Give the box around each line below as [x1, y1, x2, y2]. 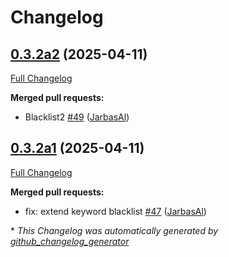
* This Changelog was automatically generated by [10, 224, 219, 236]
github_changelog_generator [10, 235, 130, 247]
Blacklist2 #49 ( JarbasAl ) [24, 111, 130, 123]
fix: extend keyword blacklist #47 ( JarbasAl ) [24, 205, 207, 217]
